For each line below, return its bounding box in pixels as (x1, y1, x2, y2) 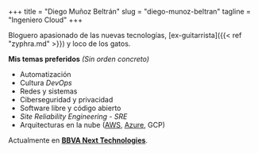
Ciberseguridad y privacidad (19, 95, 114, 104)
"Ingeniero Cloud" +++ (8, 15, 83, 25)
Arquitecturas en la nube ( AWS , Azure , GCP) (19, 120, 165, 129)
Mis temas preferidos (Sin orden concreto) (8, 55, 149, 63)
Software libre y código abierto (19, 103, 121, 113)
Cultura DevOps (19, 78, 73, 87)
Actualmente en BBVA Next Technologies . (8, 136, 148, 145)
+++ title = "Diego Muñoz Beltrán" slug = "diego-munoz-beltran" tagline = (8, 7, 252, 16)
